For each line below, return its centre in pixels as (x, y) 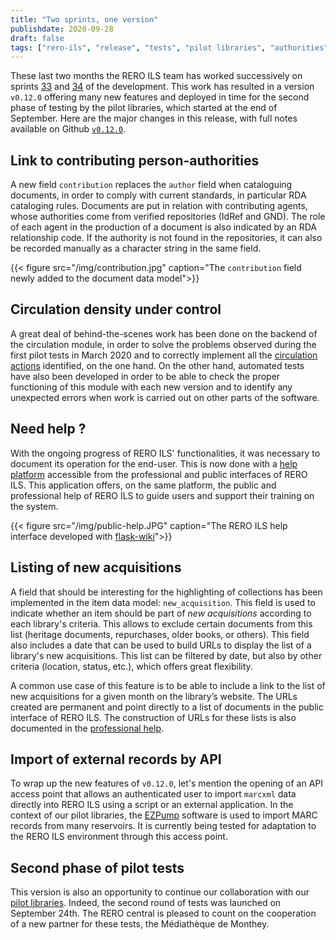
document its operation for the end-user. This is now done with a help (154, 463)
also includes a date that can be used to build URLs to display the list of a (161, 645)
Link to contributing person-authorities (135, 160)
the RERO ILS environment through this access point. (119, 837)
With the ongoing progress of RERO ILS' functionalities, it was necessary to (165, 453)
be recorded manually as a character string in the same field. (136, 248)
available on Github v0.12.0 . (68, 129)
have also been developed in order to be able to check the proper (145, 376)
